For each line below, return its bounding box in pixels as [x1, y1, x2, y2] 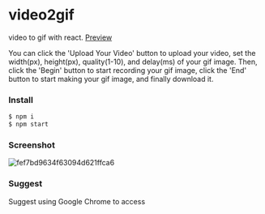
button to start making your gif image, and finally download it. [8, 74, 214, 83]
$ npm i [8, 113, 35, 121]
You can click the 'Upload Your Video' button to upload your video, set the [8, 48, 256, 58]
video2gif [8, 6, 75, 24]
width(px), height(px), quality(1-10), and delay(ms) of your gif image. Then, [8, 57, 258, 66]
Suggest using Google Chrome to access [8, 196, 146, 206]
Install [8, 94, 34, 105]
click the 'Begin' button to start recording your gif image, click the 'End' [8, 65, 247, 75]
